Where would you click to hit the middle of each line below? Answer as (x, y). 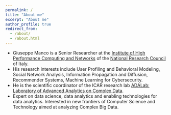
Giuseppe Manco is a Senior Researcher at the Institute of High (79, 53)
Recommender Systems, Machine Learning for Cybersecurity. (78, 80)
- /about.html (25, 39)
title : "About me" (25, 15)
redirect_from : (21, 29)
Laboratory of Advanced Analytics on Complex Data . (68, 91)
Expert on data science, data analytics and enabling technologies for (85, 96)
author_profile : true (28, 24)
